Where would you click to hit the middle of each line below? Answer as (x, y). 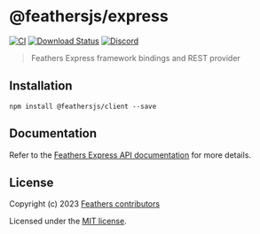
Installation (41, 86)
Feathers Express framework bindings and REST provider (136, 58)
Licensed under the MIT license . (68, 221)
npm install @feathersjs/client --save (83, 106)
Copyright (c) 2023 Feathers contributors (85, 204)
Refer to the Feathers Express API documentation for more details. (130, 155)
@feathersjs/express (89, 16)
